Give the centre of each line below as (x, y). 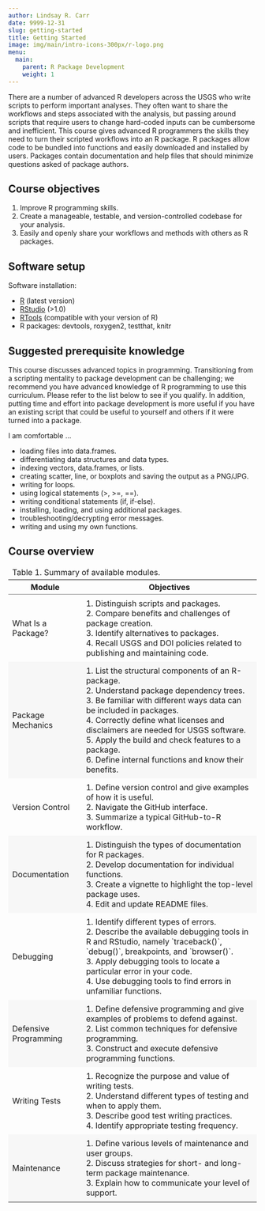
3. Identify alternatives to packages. (152, 633)
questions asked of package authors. (69, 164)
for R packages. (115, 854)
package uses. (113, 894)
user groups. (109, 1153)
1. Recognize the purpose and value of (158, 1076)
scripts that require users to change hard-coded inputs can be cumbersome (132, 122)
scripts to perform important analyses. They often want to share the (118, 105)
